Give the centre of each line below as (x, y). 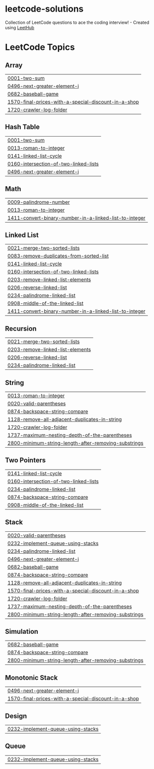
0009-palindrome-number (39, 202)
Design (16, 716)
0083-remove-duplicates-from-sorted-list (58, 256)
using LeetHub (20, 27)
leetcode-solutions (44, 9)
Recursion (21, 328)
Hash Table (22, 127)
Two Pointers (26, 460)
